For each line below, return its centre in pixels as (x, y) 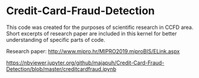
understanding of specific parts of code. (56, 40)
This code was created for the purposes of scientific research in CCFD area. (100, 27)
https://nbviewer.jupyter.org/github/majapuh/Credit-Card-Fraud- (85, 63)
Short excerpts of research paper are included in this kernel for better (91, 33)
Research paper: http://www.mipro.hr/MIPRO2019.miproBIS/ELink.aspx (93, 51)
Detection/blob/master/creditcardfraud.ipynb (61, 69)
